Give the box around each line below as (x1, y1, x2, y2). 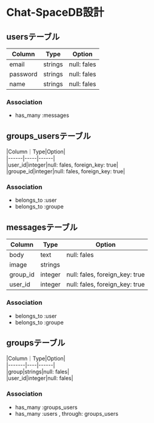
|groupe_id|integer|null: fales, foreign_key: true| (6, 168, 126, 175)
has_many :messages (15, 112, 70, 119)
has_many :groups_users (15, 404, 78, 411)
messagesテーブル (6, 222, 78, 232)
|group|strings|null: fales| (6, 368, 70, 376)
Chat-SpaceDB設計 (6, 5, 104, 19)
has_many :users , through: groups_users (15, 410, 119, 417)
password (9, 70, 38, 78)
